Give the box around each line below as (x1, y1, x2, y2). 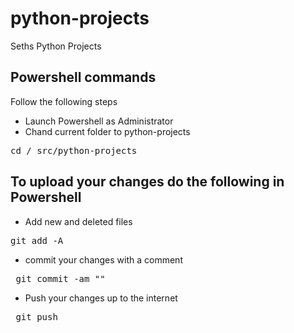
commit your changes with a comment (24, 253, 183, 266)
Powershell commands (10, 69, 157, 86)
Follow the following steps (10, 95, 118, 107)
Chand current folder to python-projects (24, 125, 191, 137)
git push (15, 311, 58, 322)
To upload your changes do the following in (10, 173, 285, 191)
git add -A (10, 235, 64, 246)
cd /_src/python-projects (10, 145, 138, 156)
